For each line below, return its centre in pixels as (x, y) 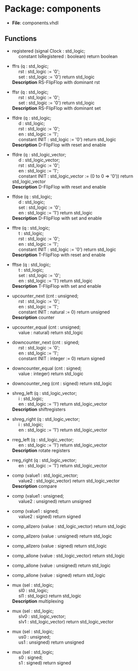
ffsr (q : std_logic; (30, 92)
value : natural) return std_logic (51, 332)
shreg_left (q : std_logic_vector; (44, 393)
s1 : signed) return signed (45, 662)
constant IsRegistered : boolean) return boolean (68, 56)
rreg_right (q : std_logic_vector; (44, 460)
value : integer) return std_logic (51, 373)
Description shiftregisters (39, 409)
